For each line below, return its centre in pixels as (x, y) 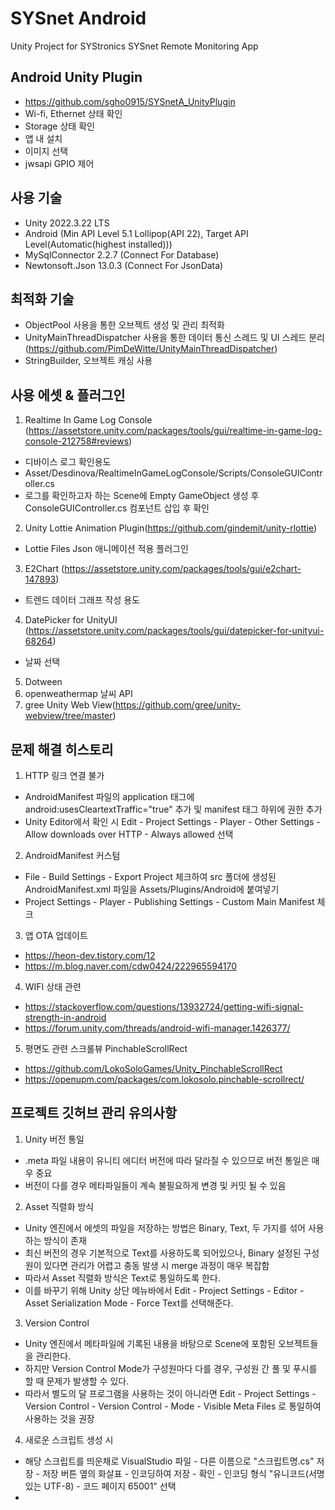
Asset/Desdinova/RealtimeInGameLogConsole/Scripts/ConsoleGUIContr (173, 473)
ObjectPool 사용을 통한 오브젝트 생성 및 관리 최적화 (124, 325)
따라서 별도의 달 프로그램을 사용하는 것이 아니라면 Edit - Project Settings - (170, 1393)
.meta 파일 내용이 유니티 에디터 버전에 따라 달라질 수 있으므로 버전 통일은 (167, 1160)
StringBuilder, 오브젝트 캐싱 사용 (88, 361)
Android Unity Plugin (76, 77)
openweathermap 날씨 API (78, 694)
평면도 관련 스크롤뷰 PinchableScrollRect (106, 1048)
